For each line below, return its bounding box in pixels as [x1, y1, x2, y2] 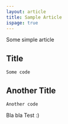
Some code [6, 69, 31, 75]
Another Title [6, 85, 56, 95]
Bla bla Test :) [6, 111, 40, 119]
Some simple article [6, 36, 54, 44]
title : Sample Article [6, 14, 62, 20]
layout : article [6, 8, 46, 15]
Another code [6, 101, 38, 107]
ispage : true [6, 20, 38, 26]
